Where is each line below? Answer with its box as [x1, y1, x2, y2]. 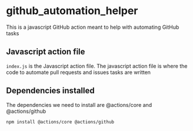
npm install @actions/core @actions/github [6, 119, 115, 125]
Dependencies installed [6, 86, 95, 96]
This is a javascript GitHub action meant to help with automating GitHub [6, 23, 179, 31]
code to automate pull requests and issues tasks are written [6, 69, 151, 76]
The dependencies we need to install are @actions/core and [6, 101, 152, 108]
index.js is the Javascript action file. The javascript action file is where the [6, 62, 188, 69]
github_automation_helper [6, 4, 138, 18]
